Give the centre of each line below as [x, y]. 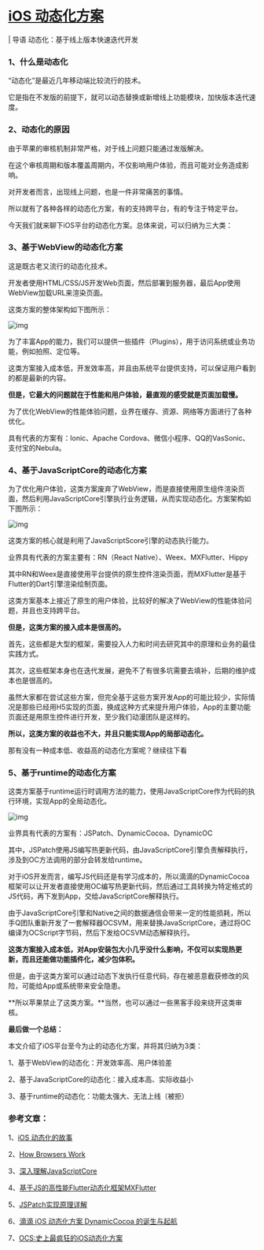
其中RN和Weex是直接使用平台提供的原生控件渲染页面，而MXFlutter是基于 [127, 574]
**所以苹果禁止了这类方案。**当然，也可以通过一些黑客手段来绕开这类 [122, 1003]
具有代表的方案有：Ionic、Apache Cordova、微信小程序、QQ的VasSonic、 [129, 437]
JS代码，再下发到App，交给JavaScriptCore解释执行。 [95, 896]
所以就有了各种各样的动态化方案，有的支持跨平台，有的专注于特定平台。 [125, 208]
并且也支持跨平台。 [53, 611]
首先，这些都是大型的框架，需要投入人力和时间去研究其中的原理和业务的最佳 [132, 644]
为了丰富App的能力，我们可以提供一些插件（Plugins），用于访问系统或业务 [128, 341]
